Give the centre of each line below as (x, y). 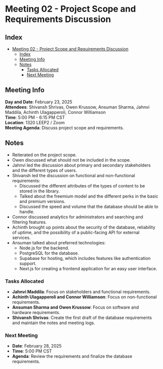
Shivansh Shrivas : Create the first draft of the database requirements (82, 317)
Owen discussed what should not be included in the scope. (72, 160)
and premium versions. (42, 201)
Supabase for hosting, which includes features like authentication (85, 258)
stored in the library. (39, 191)
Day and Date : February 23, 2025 (39, 102)
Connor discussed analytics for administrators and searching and (78, 217)
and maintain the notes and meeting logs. (54, 323)
